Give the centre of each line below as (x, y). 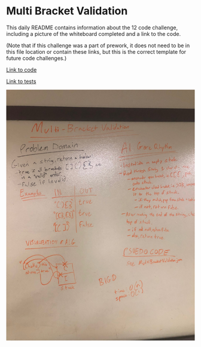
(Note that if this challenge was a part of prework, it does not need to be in (98, 45)
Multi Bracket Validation (67, 11)
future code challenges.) (36, 58)
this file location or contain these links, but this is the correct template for (96, 51)
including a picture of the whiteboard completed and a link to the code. (94, 33)
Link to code (22, 69)
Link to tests (21, 81)
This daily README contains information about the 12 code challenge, (92, 27)
